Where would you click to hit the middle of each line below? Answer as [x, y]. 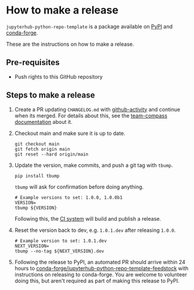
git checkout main [37, 144]
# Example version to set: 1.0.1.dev [61, 241]
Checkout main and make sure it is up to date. [70, 133]
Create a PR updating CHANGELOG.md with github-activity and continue [97, 109]
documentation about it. [43, 122]
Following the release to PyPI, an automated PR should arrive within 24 [100, 262]
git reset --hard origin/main [52, 154]
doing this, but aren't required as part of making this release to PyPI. [97, 281]
